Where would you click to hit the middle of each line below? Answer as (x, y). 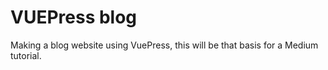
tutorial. (26, 55)
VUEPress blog (74, 17)
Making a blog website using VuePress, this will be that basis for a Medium (164, 45)
